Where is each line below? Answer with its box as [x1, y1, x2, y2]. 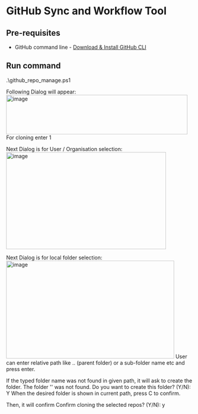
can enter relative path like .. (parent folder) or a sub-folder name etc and [6, 359, 185, 366]
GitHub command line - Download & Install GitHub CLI [14, 43, 146, 51]
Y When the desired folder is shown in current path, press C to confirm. [6, 390, 181, 397]
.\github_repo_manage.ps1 [6, 76, 71, 84]
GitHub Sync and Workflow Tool [6, 4, 167, 18]
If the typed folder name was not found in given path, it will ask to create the [6, 377, 193, 384]
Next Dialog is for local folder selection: [6, 254, 103, 261]
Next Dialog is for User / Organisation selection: [6, 145, 123, 152]
